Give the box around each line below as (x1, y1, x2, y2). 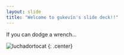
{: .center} (47, 42, 73, 50)
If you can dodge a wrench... (6, 30, 77, 38)
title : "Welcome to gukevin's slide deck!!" (6, 14, 119, 20)
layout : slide (6, 8, 42, 15)
